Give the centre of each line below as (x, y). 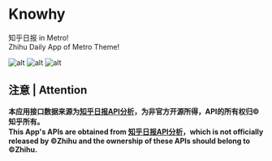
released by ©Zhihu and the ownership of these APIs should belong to (129, 141)
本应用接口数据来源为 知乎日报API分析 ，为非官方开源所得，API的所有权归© (134, 111)
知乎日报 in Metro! (39, 37)
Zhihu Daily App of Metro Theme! (64, 46)
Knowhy (37, 14)
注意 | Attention (48, 90)
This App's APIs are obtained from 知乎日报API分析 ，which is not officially (136, 132)
